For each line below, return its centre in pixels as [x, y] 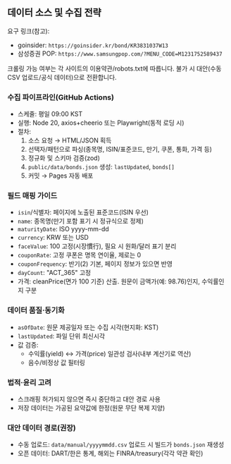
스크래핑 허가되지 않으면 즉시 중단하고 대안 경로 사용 [89, 399]
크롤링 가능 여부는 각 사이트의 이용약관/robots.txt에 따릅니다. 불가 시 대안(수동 [114, 68]
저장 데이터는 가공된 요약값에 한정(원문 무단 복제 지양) [91, 408]
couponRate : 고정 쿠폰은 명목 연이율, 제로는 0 [79, 255]
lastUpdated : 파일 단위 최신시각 [61, 336]
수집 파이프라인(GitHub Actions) [61, 97]
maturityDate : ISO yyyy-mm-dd [63, 229]
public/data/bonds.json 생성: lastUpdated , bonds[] [101, 167]
